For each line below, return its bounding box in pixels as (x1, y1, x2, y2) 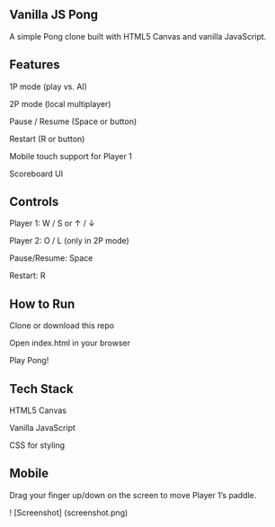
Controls (9, 194, 59, 210)
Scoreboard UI (9, 168, 64, 179)
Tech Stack (9, 381, 74, 397)
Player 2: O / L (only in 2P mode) (9, 236, 130, 246)
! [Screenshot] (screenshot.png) (9, 507, 129, 518)
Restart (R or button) (9, 133, 85, 144)
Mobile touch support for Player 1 (9, 150, 133, 161)
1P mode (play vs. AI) (9, 81, 88, 92)
